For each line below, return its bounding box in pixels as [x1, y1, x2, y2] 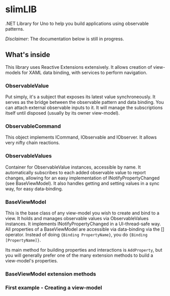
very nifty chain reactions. [5, 140, 60, 146]
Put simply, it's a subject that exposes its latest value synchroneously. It [5, 94, 156, 100]
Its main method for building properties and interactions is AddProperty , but [5, 247, 162, 253]
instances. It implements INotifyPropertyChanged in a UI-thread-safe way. [5, 221, 161, 227]
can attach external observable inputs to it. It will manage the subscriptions [5, 104, 163, 111]
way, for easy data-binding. [5, 185, 63, 192]
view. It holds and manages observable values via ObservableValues [5, 215, 149, 221]
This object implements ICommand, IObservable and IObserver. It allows [5, 134, 157, 141]
